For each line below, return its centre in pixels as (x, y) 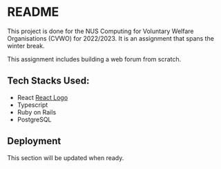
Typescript (32, 105)
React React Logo (42, 97)
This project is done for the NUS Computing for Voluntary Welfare (101, 31)
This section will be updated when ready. (66, 158)
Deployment (34, 141)
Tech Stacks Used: (48, 81)
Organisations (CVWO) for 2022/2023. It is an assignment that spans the (110, 38)
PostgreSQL (34, 119)
